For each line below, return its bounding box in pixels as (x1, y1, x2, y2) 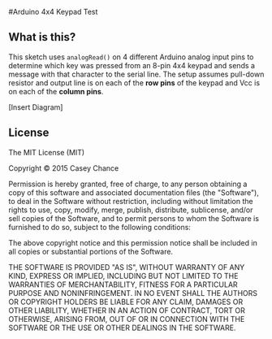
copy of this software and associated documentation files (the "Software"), (8, 187, 260, 198)
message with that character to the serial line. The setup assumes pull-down (8, 69, 265, 79)
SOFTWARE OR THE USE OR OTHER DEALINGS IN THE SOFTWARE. (8, 323, 236, 332)
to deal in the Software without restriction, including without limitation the (8, 196, 253, 206)
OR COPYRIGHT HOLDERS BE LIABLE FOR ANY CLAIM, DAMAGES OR (8, 297, 244, 306)
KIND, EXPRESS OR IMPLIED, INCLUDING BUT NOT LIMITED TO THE (8, 271, 239, 280)
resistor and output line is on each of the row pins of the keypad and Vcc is (8, 77, 261, 88)
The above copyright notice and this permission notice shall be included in (8, 237, 257, 247)
